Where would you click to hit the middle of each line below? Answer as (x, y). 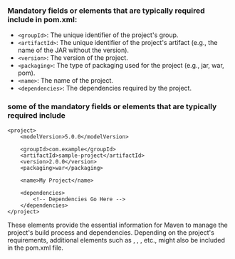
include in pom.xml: (42, 19)
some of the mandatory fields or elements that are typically (112, 107)
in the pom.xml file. (36, 248)
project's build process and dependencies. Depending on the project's (111, 232)
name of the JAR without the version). (73, 50)
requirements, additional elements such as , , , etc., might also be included (116, 240)
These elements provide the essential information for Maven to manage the (117, 225)
